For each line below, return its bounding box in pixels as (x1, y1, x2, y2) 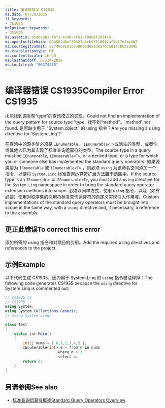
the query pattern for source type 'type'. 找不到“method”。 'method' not (5, 119, 150, 125)
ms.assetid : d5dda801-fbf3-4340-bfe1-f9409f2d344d (5, 35, 111, 40)
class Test (5, 322, 28, 327)
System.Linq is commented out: (5, 285, 69, 291)
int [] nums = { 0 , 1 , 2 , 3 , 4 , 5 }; (23, 340, 87, 346)
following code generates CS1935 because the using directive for (5, 280, 138, 286)
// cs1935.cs (5, 295, 32, 300)
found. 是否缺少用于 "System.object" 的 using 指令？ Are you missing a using (5, 125, 160, 131)
